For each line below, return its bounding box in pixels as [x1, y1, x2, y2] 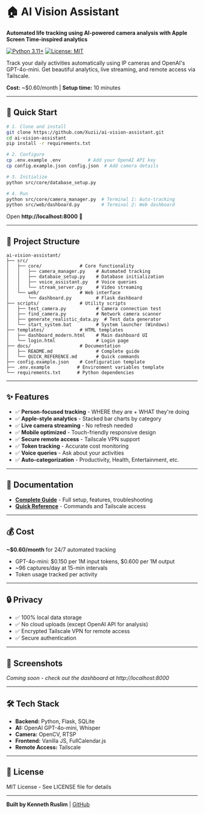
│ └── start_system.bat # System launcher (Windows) [6, 322, 170, 328]
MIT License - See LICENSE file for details [6, 783, 112, 790]
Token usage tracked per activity [15, 570, 98, 578]
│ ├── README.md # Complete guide [6, 349, 140, 355]
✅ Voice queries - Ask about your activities [15, 449, 124, 456]
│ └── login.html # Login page [6, 338, 129, 344]
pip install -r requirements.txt [6, 141, 91, 147]
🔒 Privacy [6, 595, 43, 605]
